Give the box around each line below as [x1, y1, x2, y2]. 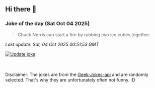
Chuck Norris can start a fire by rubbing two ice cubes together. [17, 31, 150, 38]
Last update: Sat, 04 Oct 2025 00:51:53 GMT [5, 41, 99, 47]
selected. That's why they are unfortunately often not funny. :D [5, 76, 135, 83]
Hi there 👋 [5, 5, 37, 14]
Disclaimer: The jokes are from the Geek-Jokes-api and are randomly [5, 71, 148, 77]
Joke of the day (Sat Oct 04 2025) [5, 20, 90, 27]
